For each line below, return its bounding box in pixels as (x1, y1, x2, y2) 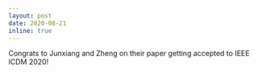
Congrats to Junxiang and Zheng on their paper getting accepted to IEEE (8, 49, 250, 59)
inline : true (8, 26, 52, 34)
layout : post (8, 11, 52, 20)
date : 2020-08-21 (8, 19, 67, 27)
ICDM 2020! (8, 57, 49, 67)
